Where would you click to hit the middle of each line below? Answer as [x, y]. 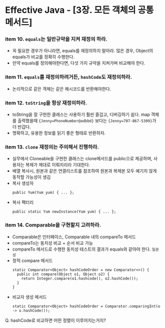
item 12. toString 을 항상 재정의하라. [46, 103]
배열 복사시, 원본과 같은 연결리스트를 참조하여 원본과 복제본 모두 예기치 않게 [84, 171]
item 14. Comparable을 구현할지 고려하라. [53, 225]
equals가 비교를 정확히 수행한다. [43, 57]
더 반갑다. [21, 127]
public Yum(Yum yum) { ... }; [43, 193]
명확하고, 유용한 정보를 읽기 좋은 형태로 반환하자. [59, 133]
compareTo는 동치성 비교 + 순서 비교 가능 [52, 243]
